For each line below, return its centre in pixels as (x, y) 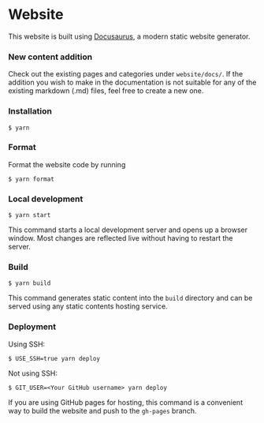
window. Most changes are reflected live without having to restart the (121, 238)
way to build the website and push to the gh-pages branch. (102, 410)
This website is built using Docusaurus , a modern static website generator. (129, 36)
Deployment (32, 327)
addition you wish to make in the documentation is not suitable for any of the (132, 82)
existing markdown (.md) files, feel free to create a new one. (106, 91)
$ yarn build (30, 283)
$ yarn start (30, 215)
